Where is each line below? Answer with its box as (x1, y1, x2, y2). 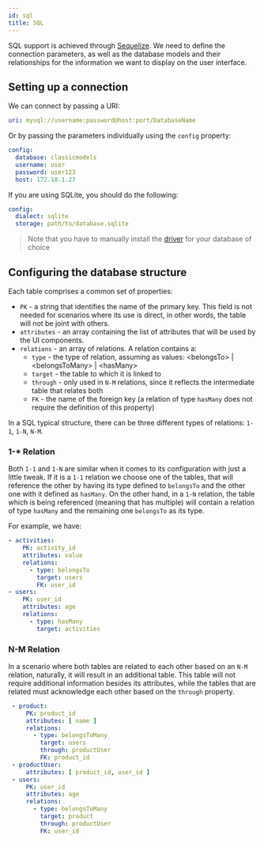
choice (27, 243, 51, 252)
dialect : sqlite (15, 213, 69, 221)
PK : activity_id (22, 544, 77, 552)
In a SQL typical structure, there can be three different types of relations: (8, 418, 245, 427)
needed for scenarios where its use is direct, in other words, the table (19, 310, 247, 319)
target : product (40, 812, 93, 821)
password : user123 (15, 168, 77, 176)
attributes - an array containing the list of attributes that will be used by (19, 327, 256, 336)
